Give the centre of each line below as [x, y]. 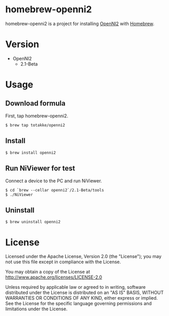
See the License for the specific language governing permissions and [79, 304]
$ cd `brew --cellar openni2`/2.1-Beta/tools [55, 190]
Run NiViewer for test [40, 168]
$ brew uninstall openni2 [33, 222]
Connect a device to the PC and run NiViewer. [54, 181]
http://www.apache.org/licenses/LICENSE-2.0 [54, 277]
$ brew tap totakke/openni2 [35, 125]
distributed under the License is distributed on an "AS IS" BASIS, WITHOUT [84, 292]
